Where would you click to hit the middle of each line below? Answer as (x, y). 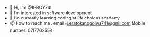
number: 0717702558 (31, 30)
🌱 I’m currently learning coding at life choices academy (65, 18)
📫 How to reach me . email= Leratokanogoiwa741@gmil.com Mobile (77, 23)
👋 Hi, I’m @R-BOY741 (31, 8)
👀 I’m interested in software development (51, 13)
